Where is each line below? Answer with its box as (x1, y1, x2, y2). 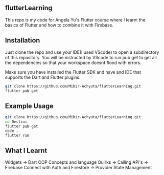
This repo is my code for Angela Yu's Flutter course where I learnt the (5, 17, 146, 22)
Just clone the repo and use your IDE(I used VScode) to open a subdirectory (5, 49, 159, 55)
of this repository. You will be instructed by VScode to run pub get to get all (5, 54, 157, 60)
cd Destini (5, 119, 27, 124)
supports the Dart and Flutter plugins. (5, 74, 81, 80)
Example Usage (5, 102, 54, 110)
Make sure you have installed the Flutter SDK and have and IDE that (5, 69, 141, 75)
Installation (5, 36, 40, 44)
